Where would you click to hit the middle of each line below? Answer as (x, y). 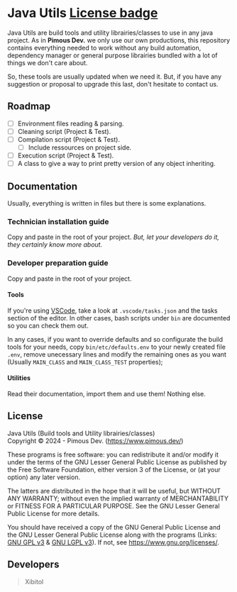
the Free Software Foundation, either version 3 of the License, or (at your (114, 469)
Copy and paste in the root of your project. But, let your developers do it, (114, 237)
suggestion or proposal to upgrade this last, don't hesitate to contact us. (113, 84)
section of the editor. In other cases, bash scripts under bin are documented (119, 318)
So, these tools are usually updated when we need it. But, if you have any (115, 77)
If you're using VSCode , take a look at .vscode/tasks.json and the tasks (112, 311)
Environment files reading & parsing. (71, 123)
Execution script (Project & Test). (66, 155)
